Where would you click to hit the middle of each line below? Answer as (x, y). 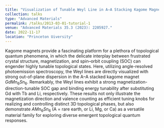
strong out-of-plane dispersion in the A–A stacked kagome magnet (72, 77)
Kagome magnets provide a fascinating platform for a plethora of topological (82, 51)
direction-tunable (22, 88)
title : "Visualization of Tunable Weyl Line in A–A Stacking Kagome (76, 10)
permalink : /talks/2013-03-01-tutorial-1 (48, 23)
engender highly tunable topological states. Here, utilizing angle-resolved (79, 66)
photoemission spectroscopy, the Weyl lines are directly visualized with (77, 71)
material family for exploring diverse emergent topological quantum (73, 115)
